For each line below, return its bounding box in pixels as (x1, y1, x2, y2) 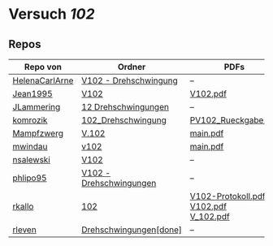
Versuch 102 (8, 5, 95, 24)
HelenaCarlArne (12, 75, 74, 86)
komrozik (12, 114, 48, 126)
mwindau (12, 141, 48, 152)
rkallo (12, 201, 34, 212)
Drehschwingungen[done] (80, 224, 183, 235)
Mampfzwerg (12, 127, 63, 139)
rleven (12, 224, 37, 235)
